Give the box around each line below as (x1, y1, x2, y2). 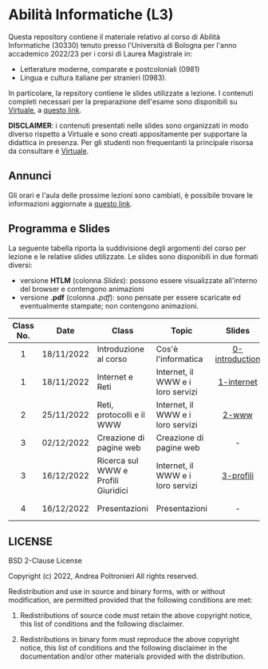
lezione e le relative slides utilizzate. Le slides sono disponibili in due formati (8, 251, 258, 261)
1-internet (218, 376, 258, 388)
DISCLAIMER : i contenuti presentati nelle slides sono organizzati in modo (8, 120, 249, 130)
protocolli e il (97, 409, 145, 420)
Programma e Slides (8, 222, 110, 236)
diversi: (8, 260, 33, 270)
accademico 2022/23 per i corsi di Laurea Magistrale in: (8, 49, 193, 58)
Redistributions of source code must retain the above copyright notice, (19, 611, 253, 620)
